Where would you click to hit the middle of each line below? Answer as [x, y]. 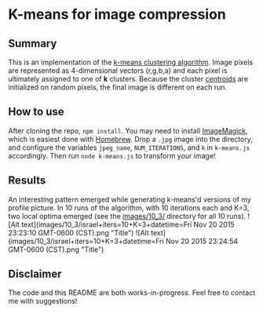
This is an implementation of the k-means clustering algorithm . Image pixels [131, 62]
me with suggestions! [43, 301]
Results [27, 181]
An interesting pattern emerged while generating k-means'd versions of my [130, 199]
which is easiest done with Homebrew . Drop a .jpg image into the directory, [131, 139]
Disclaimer [35, 274]
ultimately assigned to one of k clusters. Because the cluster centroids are [128, 79]
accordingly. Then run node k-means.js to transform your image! [112, 155]
